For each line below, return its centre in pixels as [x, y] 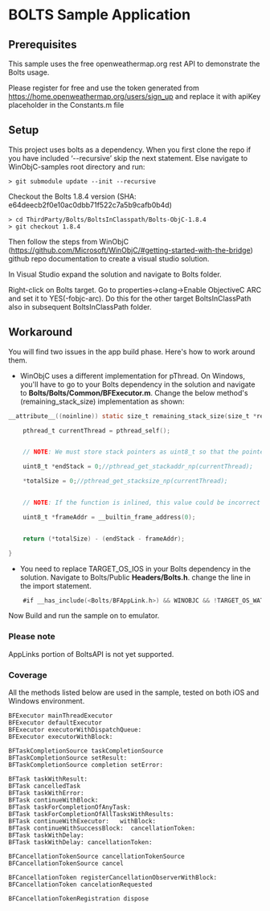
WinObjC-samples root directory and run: [77, 166]
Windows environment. [47, 700]
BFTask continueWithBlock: [53, 800]
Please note [32, 637]
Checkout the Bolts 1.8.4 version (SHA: [72, 196]
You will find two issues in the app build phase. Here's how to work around [132, 351]
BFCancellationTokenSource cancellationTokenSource [96, 856]
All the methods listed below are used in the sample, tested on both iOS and [134, 692]
